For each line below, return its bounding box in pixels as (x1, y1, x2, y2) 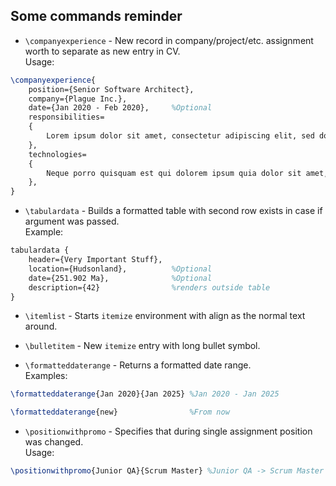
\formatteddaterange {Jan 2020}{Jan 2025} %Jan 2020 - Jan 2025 (10, 389, 280, 399)
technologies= (28, 149, 87, 159)
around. (24, 320, 58, 333)
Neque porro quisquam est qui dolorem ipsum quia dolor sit (46, 168, 302, 178)
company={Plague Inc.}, (28, 94, 128, 104)
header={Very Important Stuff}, (28, 255, 163, 265)
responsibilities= (28, 112, 105, 123)
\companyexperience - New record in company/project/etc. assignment (24, 34, 314, 46)
